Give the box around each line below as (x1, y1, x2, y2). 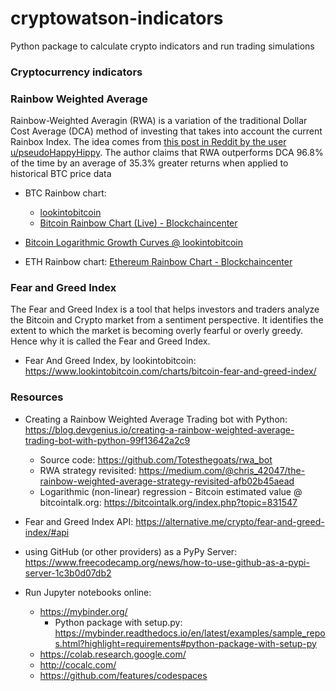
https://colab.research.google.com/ (39, 648, 187, 660)
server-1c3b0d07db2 (24, 567, 112, 579)
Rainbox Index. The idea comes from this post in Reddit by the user (10, 136, 287, 148)
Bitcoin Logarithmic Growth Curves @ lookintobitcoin (24, 237, 244, 249)
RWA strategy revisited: (39, 464, 137, 476)
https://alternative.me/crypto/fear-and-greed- (135, 515, 325, 527)
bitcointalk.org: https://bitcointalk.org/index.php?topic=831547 (39, 496, 298, 508)
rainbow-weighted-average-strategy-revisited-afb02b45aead (39, 475, 295, 487)
